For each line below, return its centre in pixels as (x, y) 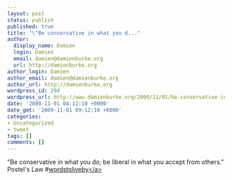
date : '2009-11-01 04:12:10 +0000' (58, 104)
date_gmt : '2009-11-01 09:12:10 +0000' (65, 110)
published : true (30, 26)
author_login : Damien (38, 71)
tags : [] (20, 136)
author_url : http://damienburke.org (60, 84)
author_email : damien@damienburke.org (63, 78)
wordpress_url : (29, 98)
